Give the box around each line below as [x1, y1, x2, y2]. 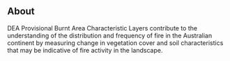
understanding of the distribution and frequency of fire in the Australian [7, 31, 213, 40]
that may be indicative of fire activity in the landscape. [7, 46, 163, 54]
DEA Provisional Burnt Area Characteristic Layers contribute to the [7, 24, 197, 32]
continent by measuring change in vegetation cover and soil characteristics [7, 38, 224, 47]
